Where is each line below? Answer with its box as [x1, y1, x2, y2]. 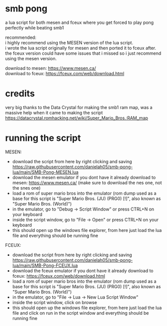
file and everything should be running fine [12, 232, 98, 238]
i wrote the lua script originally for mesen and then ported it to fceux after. [5, 45, 157, 51]
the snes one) [12, 185, 41, 191]
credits [5, 88, 35, 100]
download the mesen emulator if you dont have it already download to [12, 174, 156, 180]
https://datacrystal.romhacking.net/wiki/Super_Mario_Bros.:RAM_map [5, 115, 148, 121]
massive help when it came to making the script [5, 109, 103, 115]
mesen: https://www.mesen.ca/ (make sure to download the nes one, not [12, 180, 162, 186]
